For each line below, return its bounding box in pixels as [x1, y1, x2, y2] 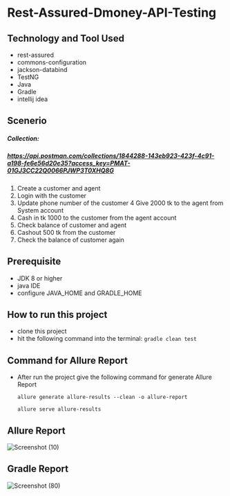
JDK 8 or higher [17, 274, 63, 282]
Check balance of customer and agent [17, 220, 127, 229]
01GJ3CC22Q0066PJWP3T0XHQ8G [7, 166, 114, 175]
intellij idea [17, 95, 48, 103]
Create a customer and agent [17, 184, 101, 192]
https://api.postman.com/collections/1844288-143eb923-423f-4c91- [7, 152, 215, 160]
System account [17, 206, 64, 214]
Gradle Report [7, 463, 69, 475]
